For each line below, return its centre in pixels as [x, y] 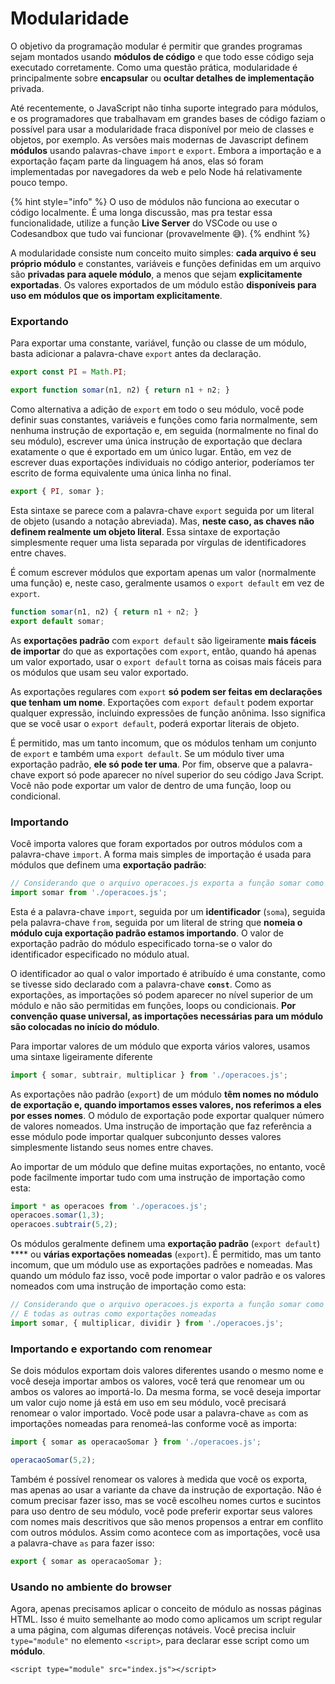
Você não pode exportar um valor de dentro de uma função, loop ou [151, 785]
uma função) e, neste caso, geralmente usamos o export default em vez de [167, 583]
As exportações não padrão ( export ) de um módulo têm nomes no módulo [164, 1094]
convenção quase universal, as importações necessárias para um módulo [167, 1016]
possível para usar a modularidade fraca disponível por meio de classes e [162, 129]
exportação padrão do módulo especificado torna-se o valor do [141, 943]
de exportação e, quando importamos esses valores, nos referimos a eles [166, 1104]
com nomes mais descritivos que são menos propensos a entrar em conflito [167, 1521]
